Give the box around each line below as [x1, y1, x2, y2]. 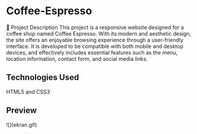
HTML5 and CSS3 [6, 88, 50, 95]
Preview [6, 106, 37, 116]
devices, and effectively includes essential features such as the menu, [6, 49, 178, 56]
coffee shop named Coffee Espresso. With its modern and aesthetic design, [6, 30, 192, 37]
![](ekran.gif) [6, 121, 37, 128]
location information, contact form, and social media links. [6, 55, 148, 62]
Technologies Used [6, 72, 79, 82]
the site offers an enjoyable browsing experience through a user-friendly [6, 36, 184, 43]
